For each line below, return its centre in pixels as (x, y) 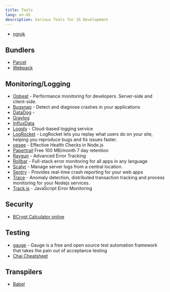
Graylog (21, 118)
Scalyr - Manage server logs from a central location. (68, 167)
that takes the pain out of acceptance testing (60, 250)
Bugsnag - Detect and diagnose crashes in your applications (76, 107)
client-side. (25, 102)
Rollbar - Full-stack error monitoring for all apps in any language (80, 161)
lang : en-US (18, 15)
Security (19, 204)
